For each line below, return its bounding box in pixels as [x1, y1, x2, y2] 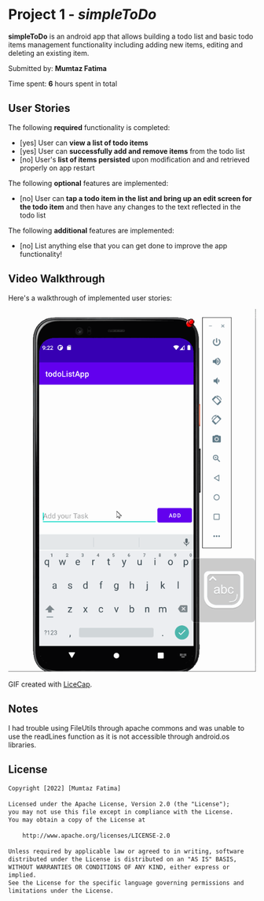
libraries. [8, 739, 37, 750]
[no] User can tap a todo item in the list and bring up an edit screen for [19, 193, 252, 203]
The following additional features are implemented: [8, 225, 174, 235]
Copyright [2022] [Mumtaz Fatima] [8, 784, 122, 793]
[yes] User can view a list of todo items [19, 138, 148, 147]
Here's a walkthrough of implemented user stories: [8, 293, 173, 303]
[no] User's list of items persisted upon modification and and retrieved [19, 155, 250, 164]
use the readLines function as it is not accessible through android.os [8, 732, 230, 741]
